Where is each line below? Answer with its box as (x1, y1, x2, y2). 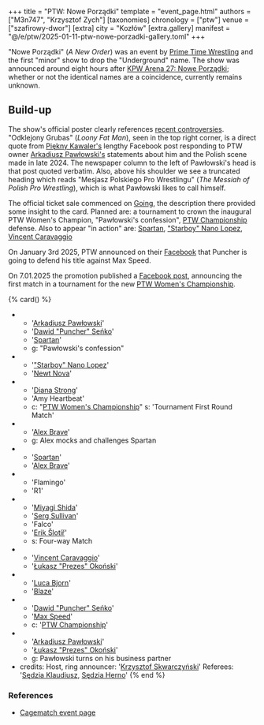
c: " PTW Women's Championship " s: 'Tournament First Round (31, 402, 232, 411)
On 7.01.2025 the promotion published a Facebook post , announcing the (8, 271, 243, 280)
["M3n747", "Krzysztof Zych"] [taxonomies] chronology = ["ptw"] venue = (8, 15, 250, 24)
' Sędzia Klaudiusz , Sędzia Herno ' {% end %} (19, 670, 165, 679)
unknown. (8, 80, 41, 90)
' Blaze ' (31, 586, 54, 596)
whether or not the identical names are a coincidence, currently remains (8, 73, 243, 81)
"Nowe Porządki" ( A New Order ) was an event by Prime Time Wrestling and (8, 47, 254, 56)
